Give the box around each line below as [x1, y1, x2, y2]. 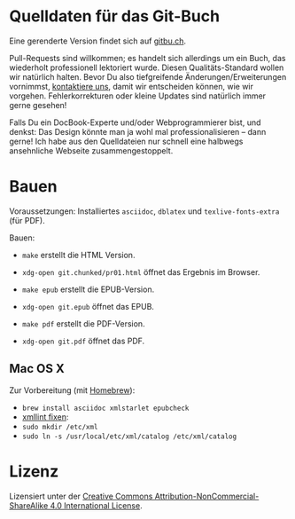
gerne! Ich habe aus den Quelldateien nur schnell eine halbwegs [9, 136, 244, 146]
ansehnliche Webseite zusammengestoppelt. [9, 145, 174, 156]
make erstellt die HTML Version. [21, 249, 136, 260]
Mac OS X [9, 361, 65, 376]
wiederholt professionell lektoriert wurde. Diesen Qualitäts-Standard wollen [9, 62, 284, 73]
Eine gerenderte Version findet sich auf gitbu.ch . [9, 35, 187, 46]
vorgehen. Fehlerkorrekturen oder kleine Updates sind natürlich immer [9, 90, 267, 101]
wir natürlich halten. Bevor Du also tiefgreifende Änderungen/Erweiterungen [9, 71, 287, 82]
